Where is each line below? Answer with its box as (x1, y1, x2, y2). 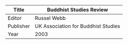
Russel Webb (35, 15, 66, 21)
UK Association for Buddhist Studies (35, 23, 120, 29)
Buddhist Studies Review (47, 6, 108, 13)
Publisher (8, 23, 30, 29)
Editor (8, 15, 22, 21)
